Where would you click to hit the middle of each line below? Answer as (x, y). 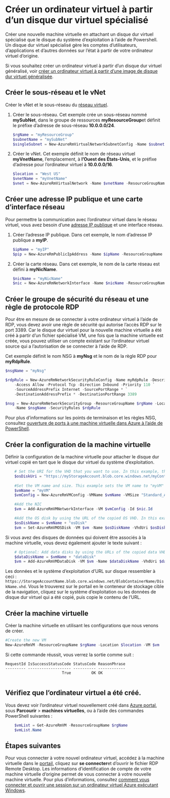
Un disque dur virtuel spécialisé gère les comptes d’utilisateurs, (71, 45)
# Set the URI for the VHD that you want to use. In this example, (87, 472)
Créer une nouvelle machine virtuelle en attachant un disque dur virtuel (79, 34)
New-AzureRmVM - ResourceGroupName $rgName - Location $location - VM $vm (82, 645)
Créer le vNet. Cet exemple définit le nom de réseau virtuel (74, 154)
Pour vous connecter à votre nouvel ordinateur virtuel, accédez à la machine (85, 758)
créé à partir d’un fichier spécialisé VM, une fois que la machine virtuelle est (84, 335)
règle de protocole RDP (42, 307)
